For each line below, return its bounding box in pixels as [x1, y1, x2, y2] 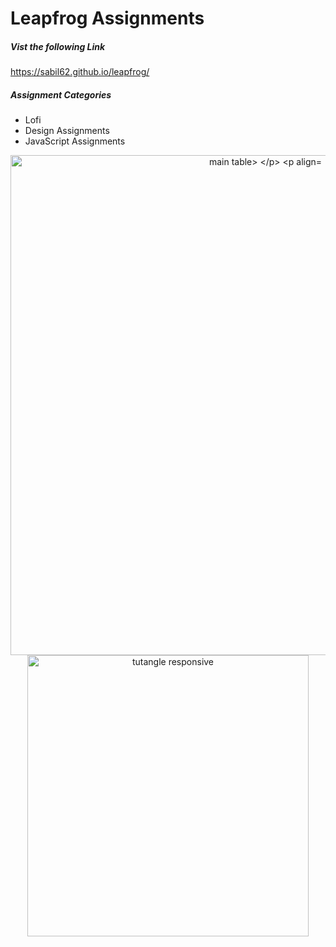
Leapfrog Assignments [10, 7, 205, 30]
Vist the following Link [10, 40, 106, 52]
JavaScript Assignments [24, 135, 126, 147]
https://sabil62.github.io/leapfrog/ [10, 66, 150, 78]
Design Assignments [24, 125, 110, 137]
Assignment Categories [10, 88, 112, 101]
